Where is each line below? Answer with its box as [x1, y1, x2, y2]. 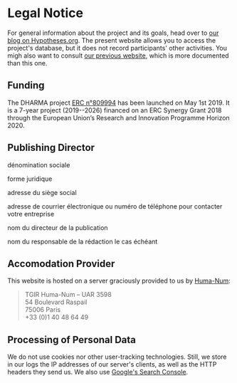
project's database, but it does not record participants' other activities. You [7, 43, 228, 52]
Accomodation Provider [7, 258, 115, 270]
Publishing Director [7, 142, 95, 154]
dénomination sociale [7, 160, 70, 169]
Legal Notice [7, 5, 84, 21]
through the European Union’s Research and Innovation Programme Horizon [7, 113, 230, 122]
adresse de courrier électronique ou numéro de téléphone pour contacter [7, 201, 223, 211]
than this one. [7, 58, 48, 67]
